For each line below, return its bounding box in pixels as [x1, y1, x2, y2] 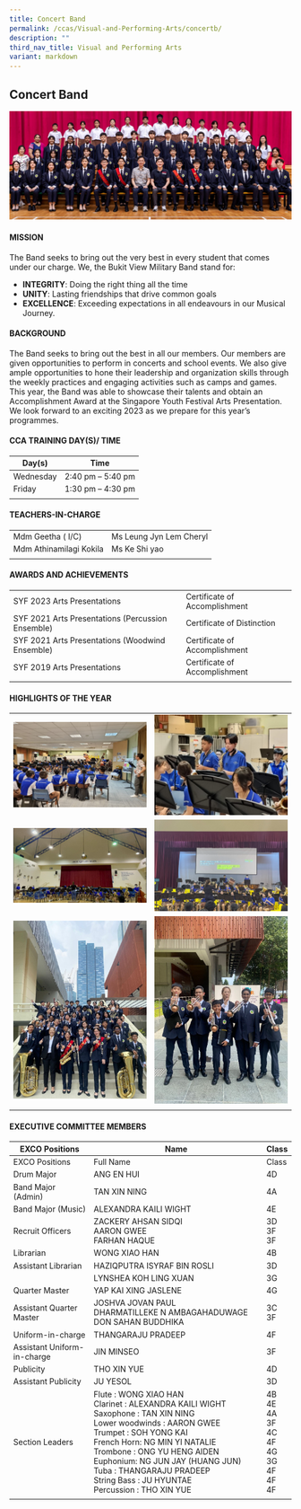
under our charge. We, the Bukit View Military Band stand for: [9, 261, 236, 272]
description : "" [9, 33, 70, 42]
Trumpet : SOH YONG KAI [93, 1426, 188, 1437]
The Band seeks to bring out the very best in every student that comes [9, 251, 271, 262]
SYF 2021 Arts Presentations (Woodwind [13, 635, 166, 646]
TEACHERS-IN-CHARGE [9, 509, 101, 520]
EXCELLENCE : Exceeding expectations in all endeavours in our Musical [21, 297, 286, 309]
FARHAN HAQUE [93, 1235, 155, 1246]
